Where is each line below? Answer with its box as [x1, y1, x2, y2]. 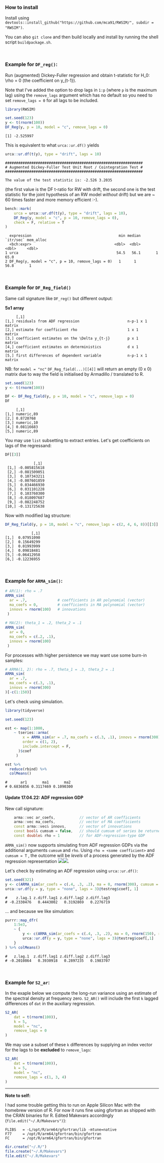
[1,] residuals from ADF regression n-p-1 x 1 [5, 318, 147, 324]
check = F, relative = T [14, 220, 64, 225]
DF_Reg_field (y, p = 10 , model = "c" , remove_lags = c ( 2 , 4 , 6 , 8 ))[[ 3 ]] [5, 522, 159, 527]
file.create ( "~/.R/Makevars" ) [5, 1149, 67, 1154]
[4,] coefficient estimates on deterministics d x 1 [5, 344, 139, 349]
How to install [5, 4, 38, 11]
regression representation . [5, 858, 69, 864]
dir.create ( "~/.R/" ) [5, 1144, 47, 1149]
